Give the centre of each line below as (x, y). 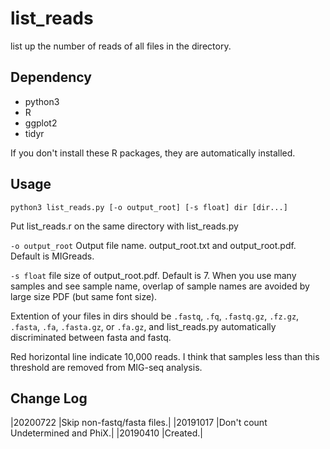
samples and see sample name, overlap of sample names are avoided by (160, 286)
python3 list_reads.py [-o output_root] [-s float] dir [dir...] (149, 207)
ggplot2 (41, 123)
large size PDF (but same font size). (84, 296)
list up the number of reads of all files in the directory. (121, 46)
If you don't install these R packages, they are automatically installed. (153, 153)
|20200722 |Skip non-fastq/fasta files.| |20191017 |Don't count (139, 423)
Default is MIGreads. (52, 256)
